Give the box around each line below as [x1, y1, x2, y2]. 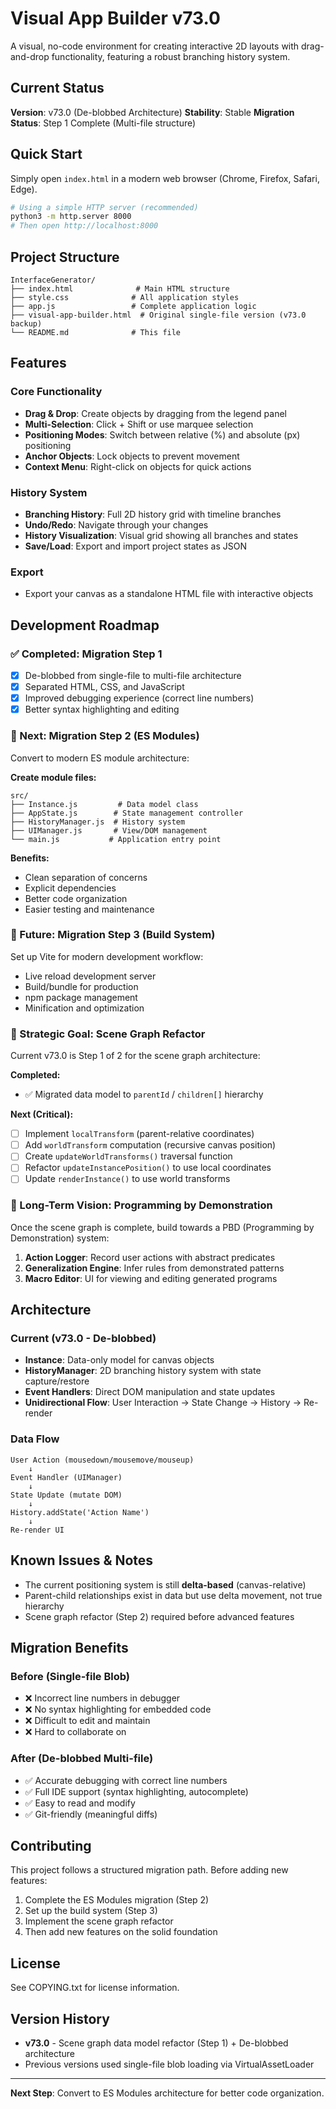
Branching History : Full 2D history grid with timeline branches [24, 508, 282, 520]
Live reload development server [24, 970, 157, 982]
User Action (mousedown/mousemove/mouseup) [10, 1455, 195, 1465]
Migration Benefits [10, 1639, 129, 1656]
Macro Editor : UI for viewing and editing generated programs [24, 1272, 278, 1284]
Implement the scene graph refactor [24, 1915, 174, 1927]
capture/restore [24, 1375, 90, 1387]
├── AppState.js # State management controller [10, 808, 244, 818]
